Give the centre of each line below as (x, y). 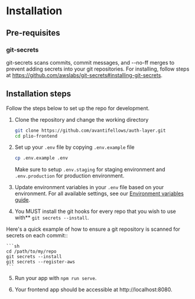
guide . (22, 200)
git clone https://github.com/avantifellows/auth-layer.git (90, 131)
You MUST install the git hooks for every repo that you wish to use (95, 211)
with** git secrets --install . (52, 218)
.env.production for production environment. (69, 176)
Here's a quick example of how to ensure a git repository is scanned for (93, 229)
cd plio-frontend (36, 136)
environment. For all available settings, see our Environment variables (99, 193)
